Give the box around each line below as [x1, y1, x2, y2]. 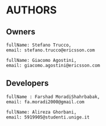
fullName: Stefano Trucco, [6, 42, 72, 48]
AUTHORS [6, 3, 57, 17]
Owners [6, 27, 36, 37]
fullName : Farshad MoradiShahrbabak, [6, 94, 100, 100]
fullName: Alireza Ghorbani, [6, 109, 77, 115]
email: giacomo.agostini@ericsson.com [6, 62, 100, 68]
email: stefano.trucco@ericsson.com [6, 47, 95, 53]
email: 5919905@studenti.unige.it [6, 114, 90, 120]
